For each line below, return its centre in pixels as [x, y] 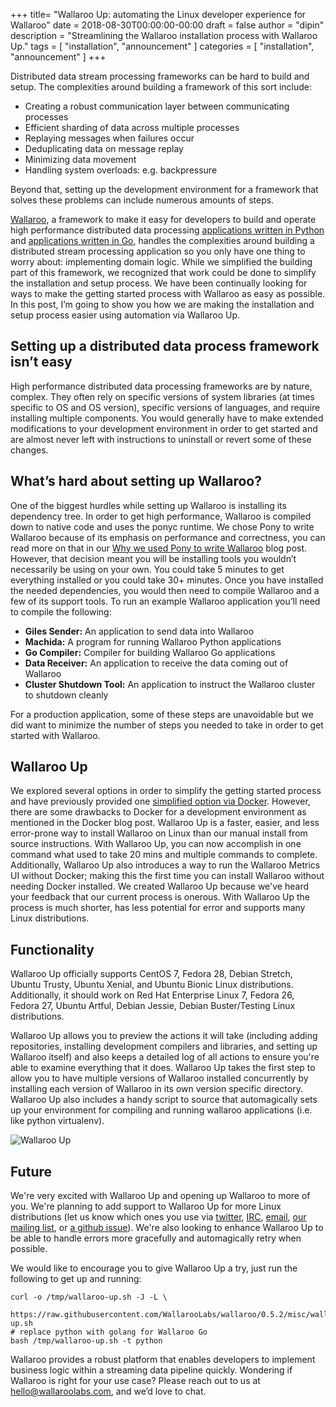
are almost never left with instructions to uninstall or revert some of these [161, 439]
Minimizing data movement [80, 159]
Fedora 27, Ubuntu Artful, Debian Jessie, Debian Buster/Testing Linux [153, 1006]
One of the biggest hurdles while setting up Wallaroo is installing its [148, 505]
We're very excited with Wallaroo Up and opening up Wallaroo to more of [160, 1196]
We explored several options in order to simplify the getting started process [166, 791]
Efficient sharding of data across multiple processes [132, 127]
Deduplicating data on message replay [104, 148]
